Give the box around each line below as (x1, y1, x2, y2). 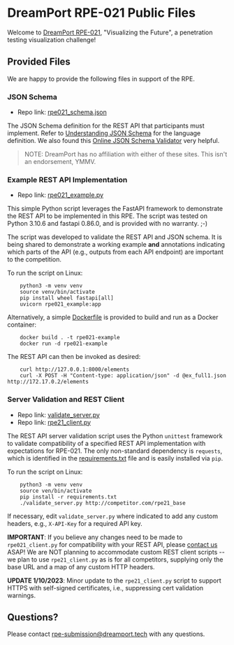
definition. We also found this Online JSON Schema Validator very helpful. (7, 137, 220, 145)
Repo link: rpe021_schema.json (17, 108, 107, 116)
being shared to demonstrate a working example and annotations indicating (7, 240, 226, 249)
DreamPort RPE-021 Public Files (7, 5, 196, 21)
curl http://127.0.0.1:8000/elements (20, 366, 130, 373)
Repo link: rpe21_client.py (17, 418, 92, 426)
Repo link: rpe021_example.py (17, 191, 103, 199)
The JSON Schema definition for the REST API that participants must (7, 121, 205, 130)
